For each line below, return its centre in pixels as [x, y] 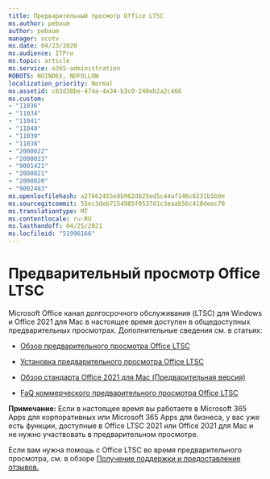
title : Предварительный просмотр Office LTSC [86, 16]
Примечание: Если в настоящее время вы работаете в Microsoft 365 [128, 408]
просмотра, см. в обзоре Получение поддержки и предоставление [125, 458]
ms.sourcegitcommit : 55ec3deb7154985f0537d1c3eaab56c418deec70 [117, 204]
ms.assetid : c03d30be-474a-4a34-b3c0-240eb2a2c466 [95, 91]
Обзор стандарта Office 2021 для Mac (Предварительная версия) [133, 377]
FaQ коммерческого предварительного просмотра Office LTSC [129, 393]
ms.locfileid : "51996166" [52, 234]
